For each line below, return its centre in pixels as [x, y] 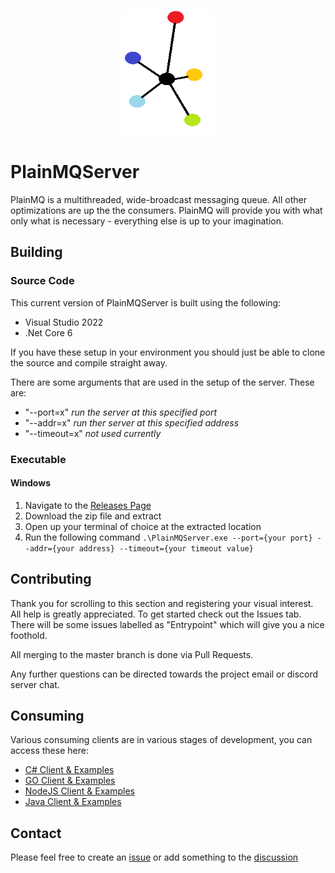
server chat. [35, 684]
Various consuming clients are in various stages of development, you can [161, 740]
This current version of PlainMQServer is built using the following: [146, 302]
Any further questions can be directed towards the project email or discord [164, 674]
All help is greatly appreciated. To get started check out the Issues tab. [156, 614]
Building [36, 252]
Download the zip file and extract [93, 516]
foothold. [29, 635]
